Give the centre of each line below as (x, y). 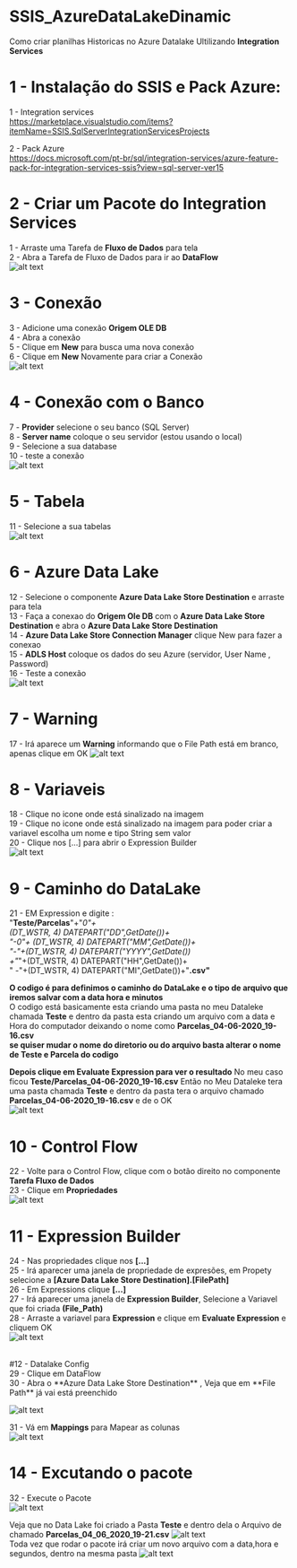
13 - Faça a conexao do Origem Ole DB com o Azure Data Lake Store (137, 615)
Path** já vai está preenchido (64, 1393)
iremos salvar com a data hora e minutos (86, 997)
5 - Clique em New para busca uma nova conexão (102, 346)
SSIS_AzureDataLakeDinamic (120, 17)
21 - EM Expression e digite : (62, 913)
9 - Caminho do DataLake (105, 889)
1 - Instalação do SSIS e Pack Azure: (145, 87)
